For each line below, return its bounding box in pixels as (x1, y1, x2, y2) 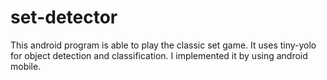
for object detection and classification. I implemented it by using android (10, 49, 308, 61)
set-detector (10, 6, 118, 29)
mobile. (10, 60, 42, 72)
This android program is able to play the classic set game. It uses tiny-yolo (10, 39, 317, 51)
